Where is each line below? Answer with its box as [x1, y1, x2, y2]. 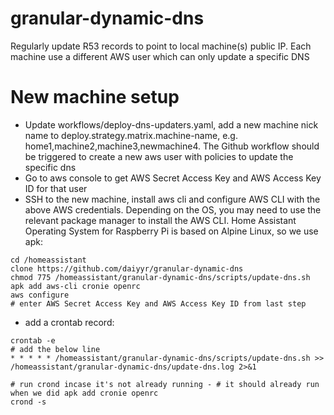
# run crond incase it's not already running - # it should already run [10, 379, 320, 389]
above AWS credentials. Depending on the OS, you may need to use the [24, 203, 322, 216]
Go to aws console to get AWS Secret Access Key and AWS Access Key [24, 172, 322, 184]
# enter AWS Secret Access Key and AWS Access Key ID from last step [10, 298, 307, 309]
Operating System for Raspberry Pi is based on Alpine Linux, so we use [24, 225, 319, 237]
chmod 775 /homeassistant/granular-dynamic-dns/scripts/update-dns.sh [10, 272, 311, 282]
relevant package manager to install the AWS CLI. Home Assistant [24, 214, 297, 226]
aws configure [10, 290, 70, 300]
